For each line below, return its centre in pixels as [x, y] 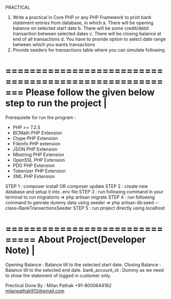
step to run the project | [56, 103]
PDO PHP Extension [34, 165]
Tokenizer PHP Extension [39, 170]
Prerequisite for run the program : [40, 117]
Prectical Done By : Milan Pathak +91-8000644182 [58, 285]
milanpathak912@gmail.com [35, 291]
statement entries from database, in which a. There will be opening [83, 23]
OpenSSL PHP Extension [39, 160]
